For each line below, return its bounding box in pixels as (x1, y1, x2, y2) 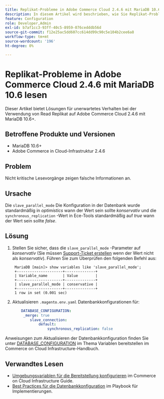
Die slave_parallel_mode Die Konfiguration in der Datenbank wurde (5, 202, 141, 208)
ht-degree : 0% (5, 43, 34, 48)
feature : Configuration (5, 16, 54, 21)
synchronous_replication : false (47, 326, 113, 332)
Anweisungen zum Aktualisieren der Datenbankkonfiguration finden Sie (5, 335, 149, 341)
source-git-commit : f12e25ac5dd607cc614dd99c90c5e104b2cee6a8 (5, 30, 134, 35)
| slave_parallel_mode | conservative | (14, 281, 98, 287)
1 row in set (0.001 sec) (14, 290, 67, 295)
